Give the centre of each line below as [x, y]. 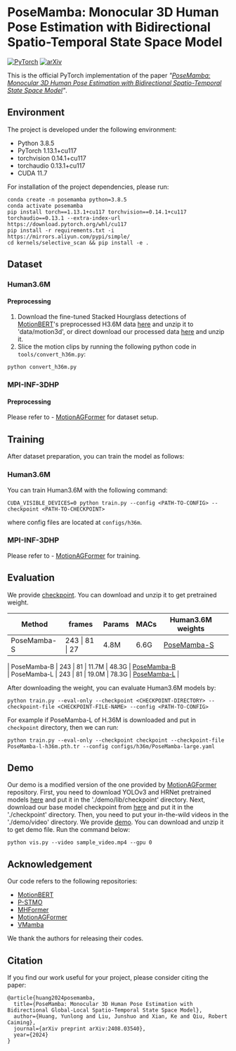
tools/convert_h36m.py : [52, 354]
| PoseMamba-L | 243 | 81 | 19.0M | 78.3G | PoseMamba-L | [93, 674]
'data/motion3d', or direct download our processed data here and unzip [121, 332]
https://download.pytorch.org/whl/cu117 [67, 224]
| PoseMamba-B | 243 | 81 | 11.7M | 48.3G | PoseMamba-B [92, 666]
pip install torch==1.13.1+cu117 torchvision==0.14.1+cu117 [97, 212]
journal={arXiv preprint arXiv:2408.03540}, [80, 1029]
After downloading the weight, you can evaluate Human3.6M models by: [112, 688]
